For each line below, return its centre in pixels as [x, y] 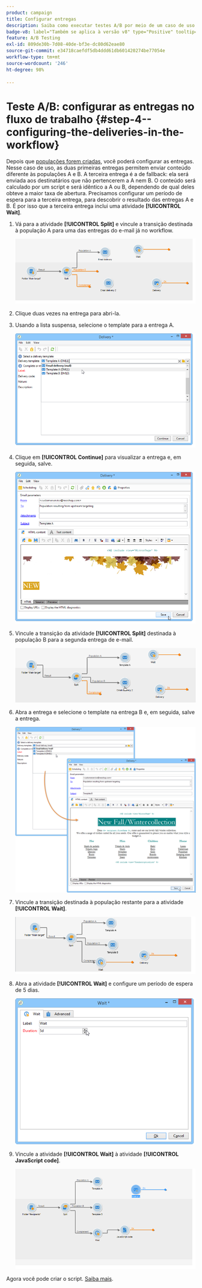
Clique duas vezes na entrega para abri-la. [68, 313]
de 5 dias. [27, 990]
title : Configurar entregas [41, 19]
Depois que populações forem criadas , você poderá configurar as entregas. [100, 162]
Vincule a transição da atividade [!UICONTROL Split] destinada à [95, 633]
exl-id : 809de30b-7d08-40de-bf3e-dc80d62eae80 [66, 44]
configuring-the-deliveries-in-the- [95, 132]
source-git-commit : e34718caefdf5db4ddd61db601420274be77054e [86, 51]
